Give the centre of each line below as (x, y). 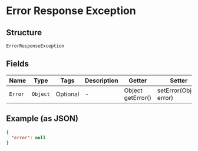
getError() (138, 98)
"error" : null (29, 137)
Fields (18, 64)
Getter (138, 80)
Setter (179, 80)
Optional (67, 94)
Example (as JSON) (42, 119)
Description (102, 80)
